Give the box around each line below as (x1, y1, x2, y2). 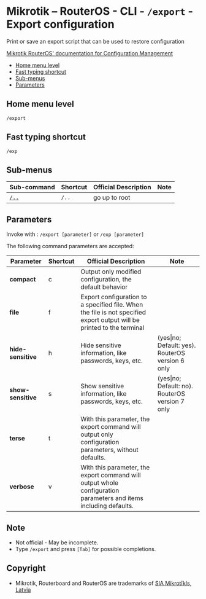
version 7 (157, 397, 185, 406)
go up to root (93, 194, 131, 202)
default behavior (80, 283, 128, 291)
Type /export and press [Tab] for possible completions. (15, 546, 156, 552)
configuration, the (80, 275, 132, 284)
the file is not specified (80, 308, 146, 317)
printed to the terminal (80, 324, 145, 332)
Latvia (15, 585, 31, 593)
